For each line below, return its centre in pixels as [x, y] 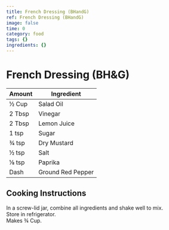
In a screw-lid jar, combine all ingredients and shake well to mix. [84, 208]
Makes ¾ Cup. [24, 220]
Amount [21, 93]
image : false [22, 23]
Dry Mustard [56, 143]
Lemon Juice [56, 123]
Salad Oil [51, 104]
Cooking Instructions [46, 193]
